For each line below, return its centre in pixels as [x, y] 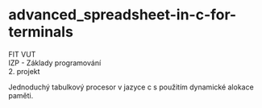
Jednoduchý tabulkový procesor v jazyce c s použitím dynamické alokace [131, 87]
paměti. [21, 95]
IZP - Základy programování [55, 63]
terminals [41, 32]
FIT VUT [22, 54]
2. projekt [24, 71]
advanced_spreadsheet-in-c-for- [123, 15]
